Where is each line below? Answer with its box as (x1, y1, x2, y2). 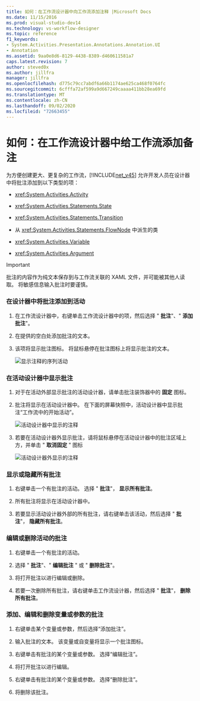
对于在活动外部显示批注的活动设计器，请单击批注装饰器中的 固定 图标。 (14, 388, 190, 395)
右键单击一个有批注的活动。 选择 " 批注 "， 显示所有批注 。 (14, 485, 156, 492)
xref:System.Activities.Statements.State (14, 202, 112, 210)
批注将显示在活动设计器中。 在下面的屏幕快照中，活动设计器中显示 (14, 401, 178, 408)
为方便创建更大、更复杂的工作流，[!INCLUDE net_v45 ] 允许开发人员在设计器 (6, 172, 191, 179)
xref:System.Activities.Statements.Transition (14, 214, 123, 221)
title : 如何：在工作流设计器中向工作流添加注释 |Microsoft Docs (6, 8, 151, 15)
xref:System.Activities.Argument (14, 250, 94, 257)
